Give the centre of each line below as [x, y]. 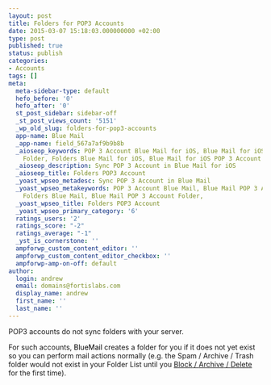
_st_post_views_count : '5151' [66, 121]
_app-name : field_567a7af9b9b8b [70, 143]
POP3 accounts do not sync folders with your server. [96, 331]
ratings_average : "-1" [54, 234]
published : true [35, 46]
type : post [27, 38]
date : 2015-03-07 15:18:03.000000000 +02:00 [84, 31]
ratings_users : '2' [48, 219]
